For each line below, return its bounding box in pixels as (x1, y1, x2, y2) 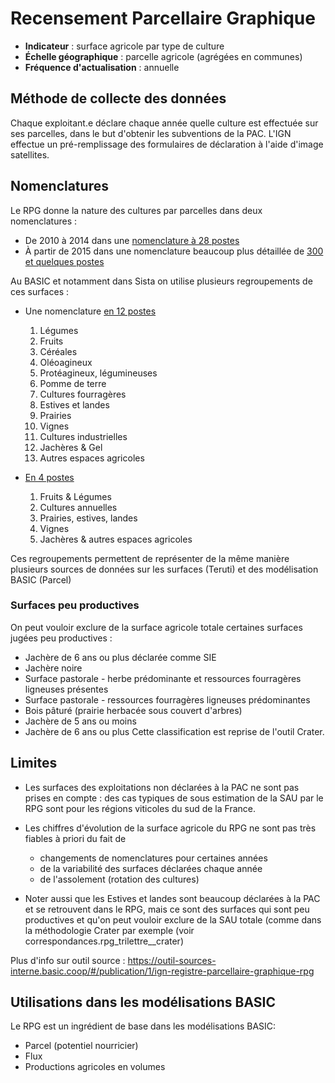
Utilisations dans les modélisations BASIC (10, 994, 276, 1011)
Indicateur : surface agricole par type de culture (24, 40, 225, 52)
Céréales (39, 345, 78, 357)
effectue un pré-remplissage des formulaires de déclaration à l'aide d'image (10, 138, 324, 150)
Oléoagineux (39, 356, 93, 368)
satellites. (10, 148, 50, 161)
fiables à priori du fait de (24, 832, 127, 844)
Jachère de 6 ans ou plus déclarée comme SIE (24, 651, 217, 663)
